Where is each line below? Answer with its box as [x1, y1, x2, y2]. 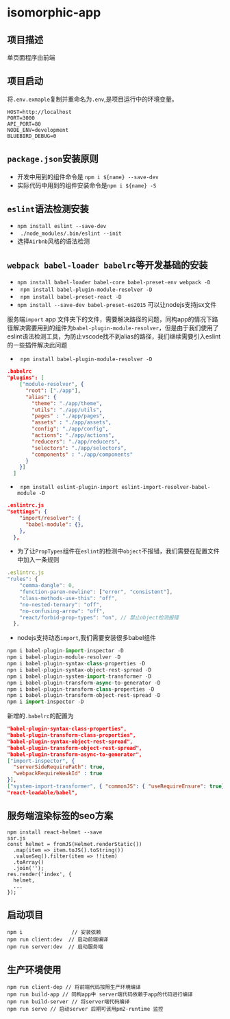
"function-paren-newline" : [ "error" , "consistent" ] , [19, 588, 173, 595]
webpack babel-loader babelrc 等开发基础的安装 [7, 259, 208, 271]
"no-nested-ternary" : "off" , [19, 601, 103, 608]
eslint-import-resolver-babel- [121, 484, 211, 491]
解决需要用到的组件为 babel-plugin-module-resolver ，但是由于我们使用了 [12, 324, 219, 332]
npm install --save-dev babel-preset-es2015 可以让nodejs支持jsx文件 [16, 301, 217, 309]
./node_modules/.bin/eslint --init [20, 230, 122, 238]
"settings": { [7, 508, 48, 515]
